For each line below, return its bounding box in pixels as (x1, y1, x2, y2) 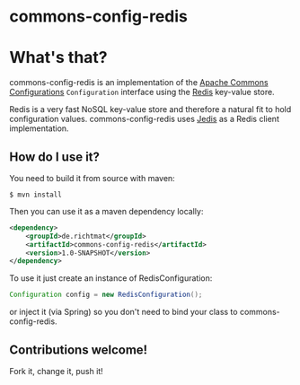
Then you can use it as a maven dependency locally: (9, 206, 204, 216)
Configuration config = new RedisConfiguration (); (9, 290, 203, 300)
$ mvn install (9, 190, 63, 199)
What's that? (9, 48, 108, 68)
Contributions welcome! (9, 342, 148, 357)
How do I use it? (9, 149, 101, 164)
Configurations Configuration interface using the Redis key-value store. (9, 87, 276, 98)
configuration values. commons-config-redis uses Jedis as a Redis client (9, 114, 280, 125)
